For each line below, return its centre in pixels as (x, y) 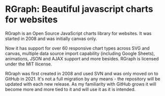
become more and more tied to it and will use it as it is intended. (70, 89)
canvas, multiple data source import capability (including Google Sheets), (80, 53)
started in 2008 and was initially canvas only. (51, 39)
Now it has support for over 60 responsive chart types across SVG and (78, 48)
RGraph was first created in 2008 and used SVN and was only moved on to (82, 73)
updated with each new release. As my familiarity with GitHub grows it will (81, 84)
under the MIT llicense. (29, 64)
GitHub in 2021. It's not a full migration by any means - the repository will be (83, 79)
